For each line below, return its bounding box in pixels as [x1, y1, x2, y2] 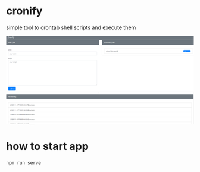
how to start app [6, 140, 89, 153]
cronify [6, 4, 43, 18]
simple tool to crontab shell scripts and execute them [6, 24, 136, 31]
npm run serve [6, 160, 42, 166]
